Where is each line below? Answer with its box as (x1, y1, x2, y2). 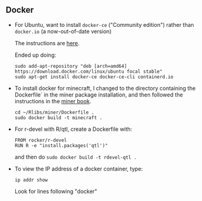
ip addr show (14, 177, 48, 183)
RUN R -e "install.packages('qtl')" (14, 142, 108, 148)
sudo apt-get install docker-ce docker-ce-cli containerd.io (14, 73, 174, 80)
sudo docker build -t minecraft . (14, 114, 103, 121)
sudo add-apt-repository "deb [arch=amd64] (14, 63, 128, 69)
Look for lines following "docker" (14, 188, 98, 195)
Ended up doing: (14, 51, 56, 59)
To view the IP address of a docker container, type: (14, 165, 143, 172)
